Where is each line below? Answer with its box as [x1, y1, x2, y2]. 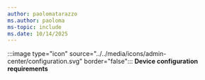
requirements [7, 64, 48, 73]
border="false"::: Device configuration [84, 57, 199, 66]
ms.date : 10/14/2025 [7, 30, 69, 38]
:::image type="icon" [7, 50, 69, 58]
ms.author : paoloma [7, 17, 65, 24]
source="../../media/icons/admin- [70, 50, 167, 58]
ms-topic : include [7, 23, 62, 30]
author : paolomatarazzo [7, 10, 78, 18]
